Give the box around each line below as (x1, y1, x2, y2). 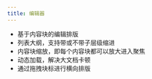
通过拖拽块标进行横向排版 (17, 64, 91, 72)
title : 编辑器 (7, 10, 45, 17)
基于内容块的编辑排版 (17, 30, 78, 38)
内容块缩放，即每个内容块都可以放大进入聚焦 (17, 47, 146, 55)
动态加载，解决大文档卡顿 (17, 56, 91, 64)
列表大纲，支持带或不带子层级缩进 (17, 38, 115, 47)
